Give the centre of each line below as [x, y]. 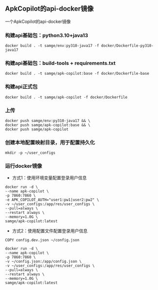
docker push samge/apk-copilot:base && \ [48, 125]
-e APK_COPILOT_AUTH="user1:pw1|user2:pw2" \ [52, 200]
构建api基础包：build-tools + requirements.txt [60, 63]
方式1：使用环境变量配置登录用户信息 [49, 178]
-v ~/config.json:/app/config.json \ [43, 261]
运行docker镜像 [24, 166]
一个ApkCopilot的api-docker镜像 [38, 21]
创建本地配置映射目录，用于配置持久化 [50, 142]
